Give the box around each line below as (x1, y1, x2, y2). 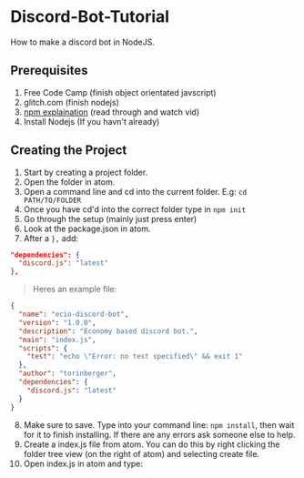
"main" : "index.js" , (18, 335, 96, 344)
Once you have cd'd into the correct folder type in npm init (23, 203, 247, 215)
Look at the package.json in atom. (23, 223, 151, 234)
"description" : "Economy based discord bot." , (18, 326, 198, 336)
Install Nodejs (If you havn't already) (23, 116, 160, 127)
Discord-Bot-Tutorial (10, 6, 170, 27)
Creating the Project (10, 143, 127, 158)
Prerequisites (10, 63, 88, 78)
